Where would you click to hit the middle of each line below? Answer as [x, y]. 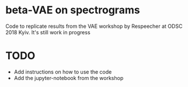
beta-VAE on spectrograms [73, 10]
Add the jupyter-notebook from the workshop [69, 78]
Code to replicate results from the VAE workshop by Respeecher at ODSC [94, 26]
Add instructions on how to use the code [63, 72]
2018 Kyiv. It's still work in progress [48, 32]
